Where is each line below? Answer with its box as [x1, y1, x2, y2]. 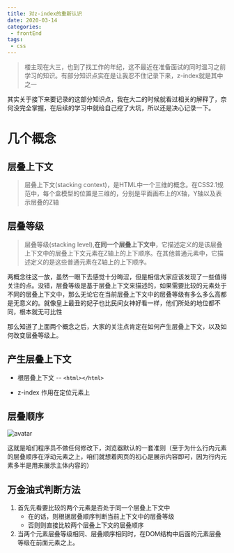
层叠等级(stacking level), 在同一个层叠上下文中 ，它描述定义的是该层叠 [24, 240, 223, 249]
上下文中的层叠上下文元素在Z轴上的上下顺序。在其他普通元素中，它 [24, 249, 218, 257]
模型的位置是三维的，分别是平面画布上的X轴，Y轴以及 [61, 189, 216, 198]
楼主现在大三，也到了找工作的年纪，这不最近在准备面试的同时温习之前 [24, 63, 226, 71]
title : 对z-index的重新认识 [7, 10, 82, 17]
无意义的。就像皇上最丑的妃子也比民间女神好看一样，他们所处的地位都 [13, 298, 214, 307]
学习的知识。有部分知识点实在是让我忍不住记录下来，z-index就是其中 [24, 71, 224, 80]
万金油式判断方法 [7, 483, 81, 496]
